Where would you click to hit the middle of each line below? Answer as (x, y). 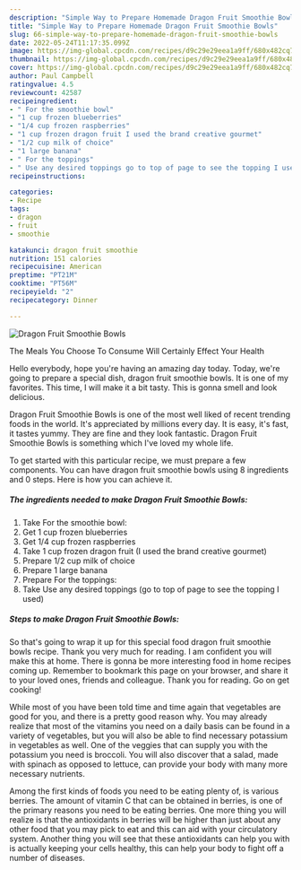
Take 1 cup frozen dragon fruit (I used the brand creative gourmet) (144, 551)
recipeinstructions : (48, 176)
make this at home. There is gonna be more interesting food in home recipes (150, 661)
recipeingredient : (43, 101)
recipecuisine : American (56, 267)
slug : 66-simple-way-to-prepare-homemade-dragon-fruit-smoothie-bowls (144, 34)
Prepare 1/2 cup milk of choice (79, 561)
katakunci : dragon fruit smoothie (74, 250)
